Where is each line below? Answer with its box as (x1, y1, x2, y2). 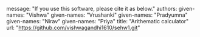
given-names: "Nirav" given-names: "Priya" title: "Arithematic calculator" (6, 18, 189, 24)
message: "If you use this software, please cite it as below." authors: (6, 5, 178, 12)
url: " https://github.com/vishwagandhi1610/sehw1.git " (6, 24, 140, 31)
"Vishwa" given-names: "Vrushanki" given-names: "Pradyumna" (26, 11, 188, 18)
